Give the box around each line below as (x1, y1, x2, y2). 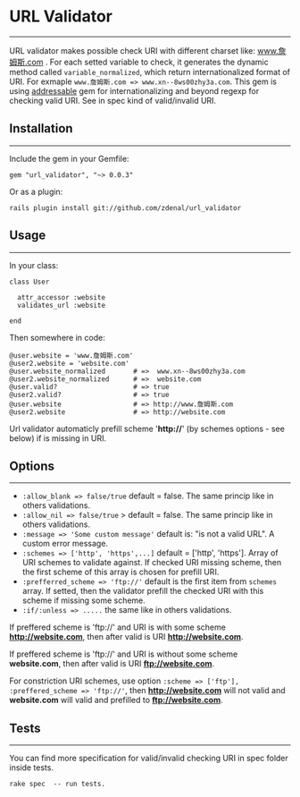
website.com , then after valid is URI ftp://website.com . (9, 658, 215, 669)
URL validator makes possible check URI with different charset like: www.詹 (9, 45, 287, 55)
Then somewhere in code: (9, 332, 105, 343)
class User (9, 277, 50, 286)
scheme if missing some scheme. (21, 595, 146, 606)
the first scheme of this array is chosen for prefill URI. (21, 566, 220, 578)
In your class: (9, 259, 59, 270)
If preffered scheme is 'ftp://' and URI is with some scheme (9, 622, 226, 632)
